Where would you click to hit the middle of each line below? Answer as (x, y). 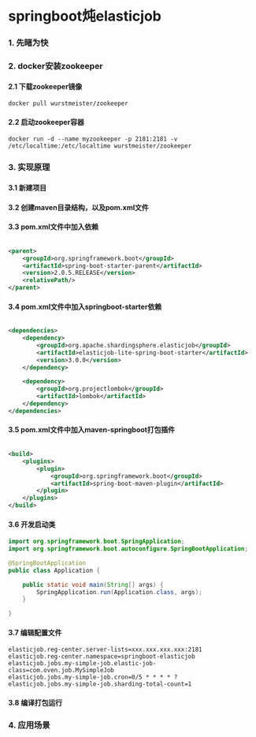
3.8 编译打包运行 (35, 703)
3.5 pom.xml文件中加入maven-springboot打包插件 (92, 430)
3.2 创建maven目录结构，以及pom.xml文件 (78, 207)
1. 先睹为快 (28, 43)
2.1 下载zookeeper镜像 (45, 86)
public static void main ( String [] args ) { (93, 585)
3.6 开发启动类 (32, 524)
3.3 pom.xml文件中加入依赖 (54, 227)
